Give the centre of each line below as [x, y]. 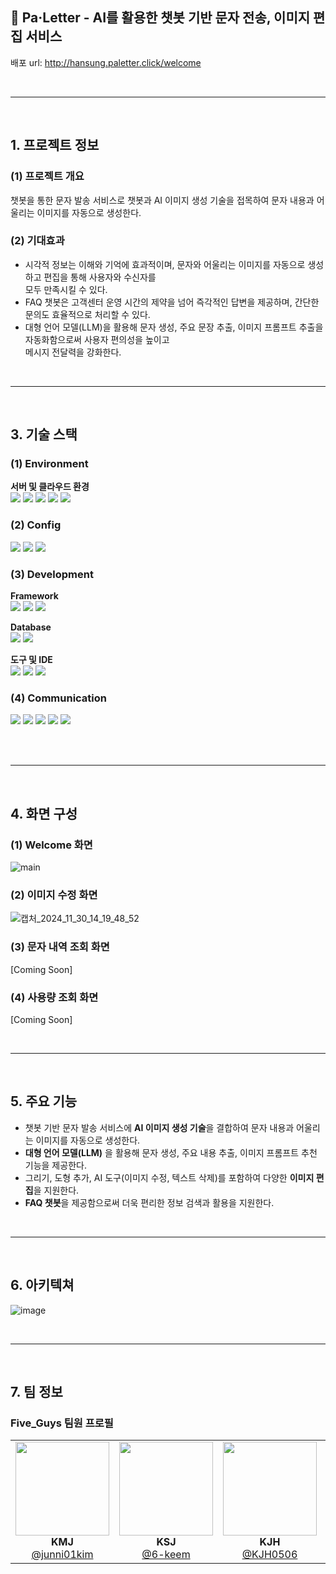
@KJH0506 [269, 1555]
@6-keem [166, 1555]
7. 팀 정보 [36, 1391]
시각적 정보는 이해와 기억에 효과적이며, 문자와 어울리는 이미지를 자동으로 [165, 264]
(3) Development [52, 574]
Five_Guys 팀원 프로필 [62, 1423]
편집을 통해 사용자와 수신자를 [100, 277]
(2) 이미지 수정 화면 [54, 895]
